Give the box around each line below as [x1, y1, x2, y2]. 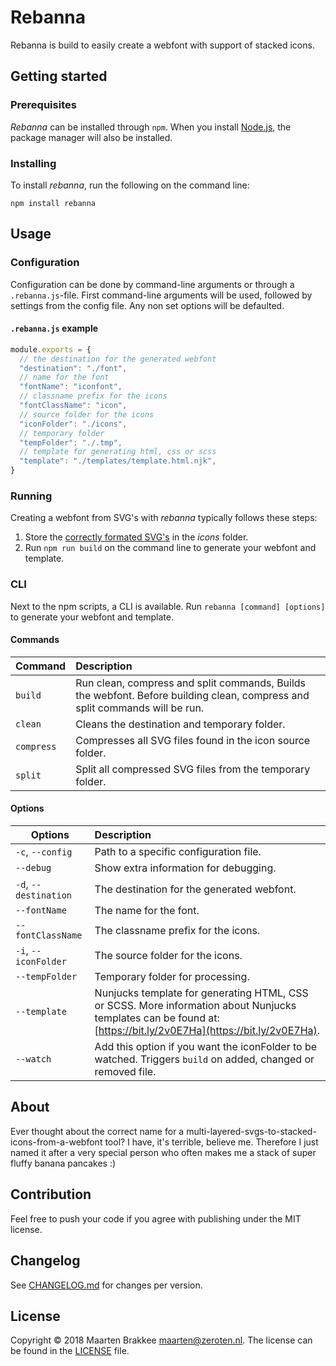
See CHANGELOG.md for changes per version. [10, 1279, 203, 1291]
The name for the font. [94, 904, 200, 918]
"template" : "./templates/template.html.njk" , [19, 456, 217, 466]
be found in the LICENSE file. [10, 1345, 130, 1357]
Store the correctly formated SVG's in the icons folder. [24, 531, 249, 543]
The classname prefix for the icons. [94, 924, 261, 938]
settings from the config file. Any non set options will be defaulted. [10, 299, 285, 311]
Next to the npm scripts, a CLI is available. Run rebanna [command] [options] [10, 600, 326, 612]
